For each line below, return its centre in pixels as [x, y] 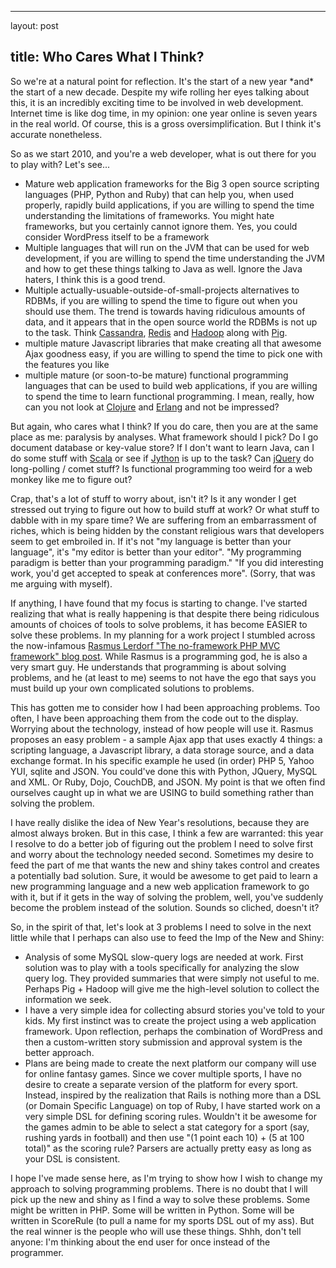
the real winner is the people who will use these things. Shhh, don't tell [156, 1231]
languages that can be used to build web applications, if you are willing [171, 385]
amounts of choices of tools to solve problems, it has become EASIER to [159, 624]
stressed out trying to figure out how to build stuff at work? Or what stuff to [165, 509]
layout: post [34, 25]
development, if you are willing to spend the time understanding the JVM [174, 258]
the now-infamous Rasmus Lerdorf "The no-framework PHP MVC [145, 645]
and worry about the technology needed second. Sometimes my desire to [162, 854]
